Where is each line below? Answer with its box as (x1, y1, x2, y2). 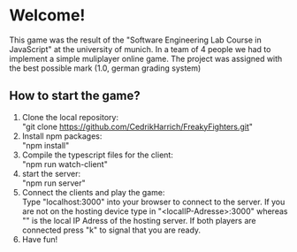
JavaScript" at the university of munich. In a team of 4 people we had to (9, 43, 271, 54)
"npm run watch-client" (21, 158, 108, 169)
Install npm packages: (21, 130, 103, 141)
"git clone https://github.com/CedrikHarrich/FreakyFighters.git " (21, 121, 254, 132)
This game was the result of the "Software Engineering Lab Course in (9, 34, 263, 45)
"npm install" (21, 140, 70, 150)
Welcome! (9, 5, 86, 26)
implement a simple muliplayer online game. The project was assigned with (9, 53, 283, 64)
